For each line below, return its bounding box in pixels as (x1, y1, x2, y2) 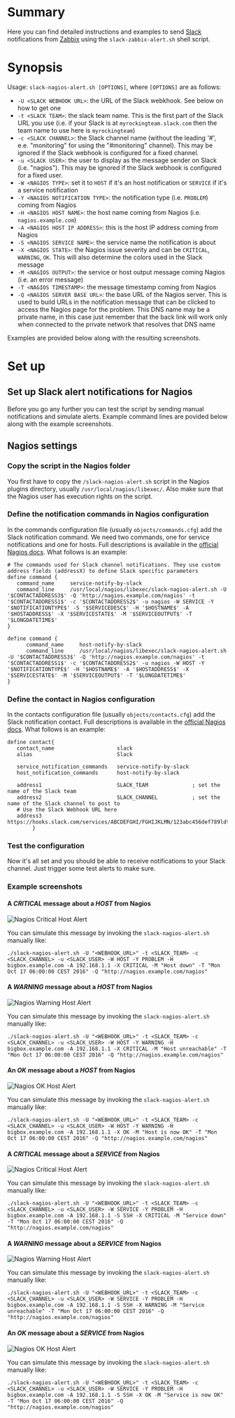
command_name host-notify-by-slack (25, 641, 142, 648)
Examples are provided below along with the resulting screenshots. (7, 333, 201, 342)
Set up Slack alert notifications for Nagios (7, 386, 193, 398)
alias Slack (16, 751, 133, 758)
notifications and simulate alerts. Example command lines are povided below (7, 412, 228, 420)
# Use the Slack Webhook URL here (16, 807, 117, 814)
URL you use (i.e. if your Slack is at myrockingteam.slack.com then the (17, 119, 218, 127)
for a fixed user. (17, 171, 63, 179)
